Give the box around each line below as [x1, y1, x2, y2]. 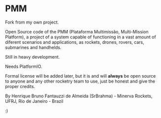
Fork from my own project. [5, 19, 59, 25]
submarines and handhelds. [5, 44, 62, 50]
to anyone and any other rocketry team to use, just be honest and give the [5, 78, 155, 84]
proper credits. [5, 83, 35, 89]
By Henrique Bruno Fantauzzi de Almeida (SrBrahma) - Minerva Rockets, [5, 93, 153, 99]
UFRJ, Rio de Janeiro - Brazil [5, 98, 64, 104]
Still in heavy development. [5, 54, 60, 59]
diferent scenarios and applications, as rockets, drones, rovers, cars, [5, 39, 144, 45]
